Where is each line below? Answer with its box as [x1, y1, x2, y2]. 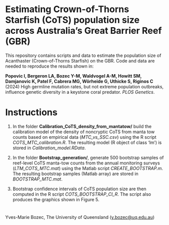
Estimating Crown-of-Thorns [5, 4, 130, 15]
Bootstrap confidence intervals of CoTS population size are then [12, 186, 147, 192]
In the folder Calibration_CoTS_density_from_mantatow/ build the [12, 123, 152, 129]
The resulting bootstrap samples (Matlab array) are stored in [12, 171, 139, 177]
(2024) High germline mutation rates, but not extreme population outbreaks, [5, 83, 164, 89]
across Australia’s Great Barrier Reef [5, 25, 162, 36]
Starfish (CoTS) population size [5, 14, 140, 26]
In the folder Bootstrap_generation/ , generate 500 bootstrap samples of [12, 154, 164, 160]
